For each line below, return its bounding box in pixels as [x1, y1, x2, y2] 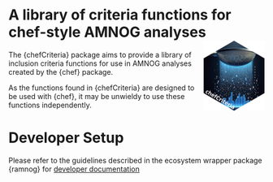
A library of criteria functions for [8, 6, 232, 24]
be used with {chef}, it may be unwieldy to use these [8, 91, 185, 101]
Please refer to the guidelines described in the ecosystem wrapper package [8, 155, 262, 165]
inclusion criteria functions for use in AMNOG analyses [8, 58, 193, 68]
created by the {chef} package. [8, 67, 114, 76]
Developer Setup [8, 128, 124, 147]
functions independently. [8, 100, 92, 110]
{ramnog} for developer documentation [8, 164, 140, 174]
